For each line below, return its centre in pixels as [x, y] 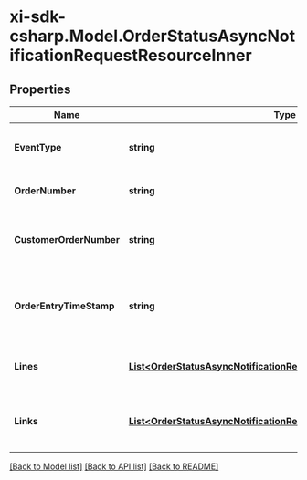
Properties [40, 89]
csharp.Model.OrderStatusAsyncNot [152, 36]
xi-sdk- [37, 17]
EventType [38, 147]
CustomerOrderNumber [67, 240]
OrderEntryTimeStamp [64, 306]
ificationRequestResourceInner [131, 56]
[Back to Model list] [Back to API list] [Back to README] [114, 466]
